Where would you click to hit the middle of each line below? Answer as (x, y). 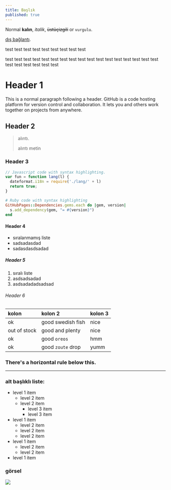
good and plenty (61, 330)
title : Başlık (20, 10)
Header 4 (15, 226)
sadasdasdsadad (31, 248)
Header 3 (17, 161)
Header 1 (24, 85)
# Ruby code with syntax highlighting (46, 200)
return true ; (24, 186)
